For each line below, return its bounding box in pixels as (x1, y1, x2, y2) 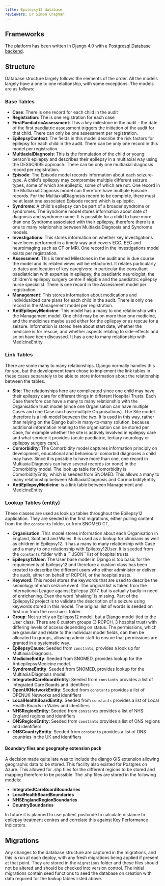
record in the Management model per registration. (12, 303, 113, 309)
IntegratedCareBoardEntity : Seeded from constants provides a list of (12, 677, 153, 683)
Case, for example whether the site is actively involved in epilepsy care (12, 429, 156, 435)
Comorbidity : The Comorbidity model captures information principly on (12, 445, 158, 451)
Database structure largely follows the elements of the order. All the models (5, 76, 158, 82)
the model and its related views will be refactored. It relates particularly (12, 261, 156, 267)
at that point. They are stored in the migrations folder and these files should (5, 860, 159, 866)
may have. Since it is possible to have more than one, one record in (12, 456, 148, 461)
